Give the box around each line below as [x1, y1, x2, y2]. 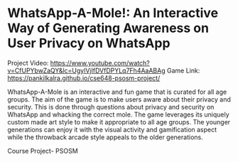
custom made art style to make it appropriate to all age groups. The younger [7, 117, 231, 126]
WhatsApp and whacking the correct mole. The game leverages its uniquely [7, 110, 229, 119]
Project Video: [7, 58, 49, 67]
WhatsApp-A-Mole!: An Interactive [7, 5, 219, 21]
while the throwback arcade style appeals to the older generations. [7, 133, 204, 141]
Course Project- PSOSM [7, 146, 78, 155]
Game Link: [166, 66, 200, 75]
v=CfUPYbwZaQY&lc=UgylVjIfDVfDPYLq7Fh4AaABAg [7, 66, 166, 75]
